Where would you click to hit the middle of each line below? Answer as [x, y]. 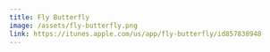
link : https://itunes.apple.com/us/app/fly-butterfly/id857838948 [135, 33]
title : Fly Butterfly [50, 17]
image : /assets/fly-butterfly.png [74, 26]
